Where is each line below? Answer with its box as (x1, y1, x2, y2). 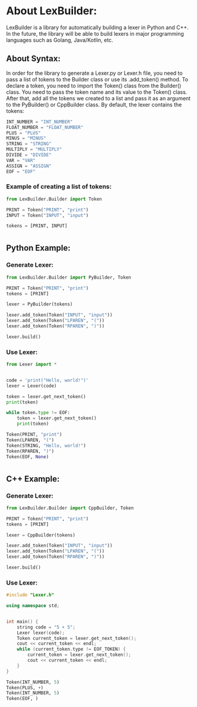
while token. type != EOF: (6, 410, 70, 416)
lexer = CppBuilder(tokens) (6, 532, 76, 538)
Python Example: (6, 243, 71, 253)
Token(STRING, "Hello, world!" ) (6, 443, 86, 449)
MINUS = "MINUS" (6, 135, 46, 141)
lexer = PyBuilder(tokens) (6, 301, 73, 307)
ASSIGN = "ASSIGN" (6, 163, 52, 169)
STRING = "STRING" (6, 141, 52, 147)
